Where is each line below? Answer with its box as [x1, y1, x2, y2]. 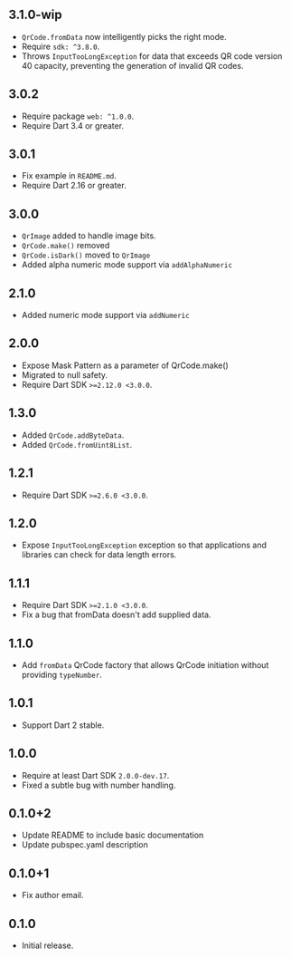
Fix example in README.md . [21, 170, 117, 181]
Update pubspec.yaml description [21, 839, 148, 850]
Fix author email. [21, 890, 84, 901]
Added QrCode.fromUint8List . [21, 439, 133, 450]
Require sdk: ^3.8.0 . [21, 41, 100, 52]
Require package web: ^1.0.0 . [21, 111, 135, 121]
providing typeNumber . [21, 669, 103, 680]
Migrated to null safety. [21, 369, 108, 380]
